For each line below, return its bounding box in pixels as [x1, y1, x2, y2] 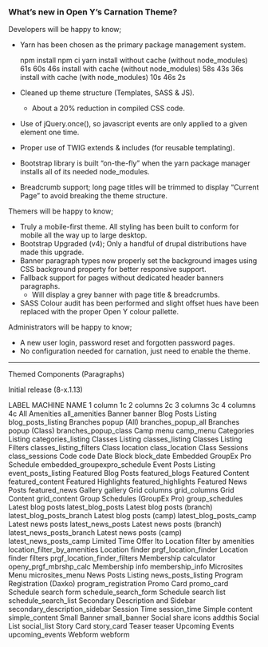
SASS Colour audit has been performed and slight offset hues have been [19, 298, 259, 308]
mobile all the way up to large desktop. [19, 230, 148, 240]
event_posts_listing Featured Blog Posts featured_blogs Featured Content [8, 469, 250, 478]
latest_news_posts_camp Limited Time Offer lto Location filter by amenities [8, 537, 255, 546]
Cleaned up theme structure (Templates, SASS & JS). [19, 88, 195, 98]
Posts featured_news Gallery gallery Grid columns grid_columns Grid [8, 485, 235, 495]
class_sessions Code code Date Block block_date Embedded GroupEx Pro [8, 451, 252, 461]
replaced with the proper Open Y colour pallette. [19, 307, 179, 317]
